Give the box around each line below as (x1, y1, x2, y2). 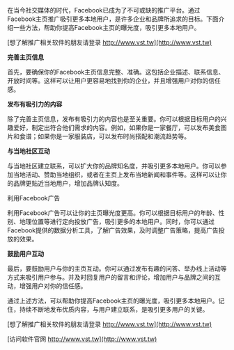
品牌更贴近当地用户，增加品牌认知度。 (13, 180, 123, 187)
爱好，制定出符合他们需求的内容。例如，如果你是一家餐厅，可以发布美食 (13, 124, 221, 132)
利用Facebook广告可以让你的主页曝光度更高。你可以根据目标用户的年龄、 (7, 209, 219, 217)
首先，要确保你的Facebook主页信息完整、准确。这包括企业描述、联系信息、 (7, 68, 225, 76)
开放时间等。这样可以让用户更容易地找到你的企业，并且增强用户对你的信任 (7, 77, 221, 85)
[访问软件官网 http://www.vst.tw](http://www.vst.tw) (7, 335, 157, 343)
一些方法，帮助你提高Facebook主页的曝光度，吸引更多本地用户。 (13, 24, 201, 31)
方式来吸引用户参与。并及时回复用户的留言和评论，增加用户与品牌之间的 (7, 273, 214, 281)
